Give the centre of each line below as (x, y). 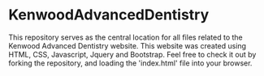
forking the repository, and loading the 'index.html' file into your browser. (130, 63)
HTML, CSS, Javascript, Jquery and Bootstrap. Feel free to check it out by (132, 54)
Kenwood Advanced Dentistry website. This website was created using (127, 45)
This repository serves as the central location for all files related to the (126, 37)
